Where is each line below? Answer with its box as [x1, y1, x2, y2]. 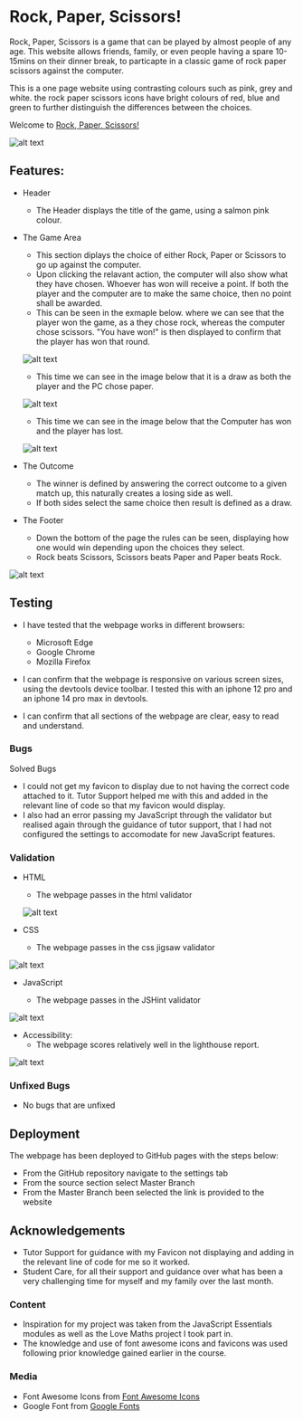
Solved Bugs [9, 763, 57, 774]
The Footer [22, 514, 64, 526]
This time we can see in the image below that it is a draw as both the [35, 371, 292, 382]
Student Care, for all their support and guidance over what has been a [22, 1266, 283, 1277]
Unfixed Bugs [9, 1080, 71, 1092]
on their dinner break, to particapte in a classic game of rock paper [37, 55, 287, 66]
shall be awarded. [35, 297, 103, 309]
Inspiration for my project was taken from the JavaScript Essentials [22, 1319, 273, 1329]
